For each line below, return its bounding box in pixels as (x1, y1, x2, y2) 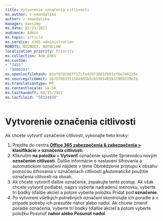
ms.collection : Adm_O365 (5, 53, 56, 58)
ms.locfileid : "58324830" (5, 95, 58, 100)
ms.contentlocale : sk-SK (5, 85, 56, 91)
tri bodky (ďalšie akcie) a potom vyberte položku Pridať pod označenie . (12, 189, 158, 196)
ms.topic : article (5, 35, 43, 40)
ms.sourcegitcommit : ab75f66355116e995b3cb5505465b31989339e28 (5, 76, 138, 81)
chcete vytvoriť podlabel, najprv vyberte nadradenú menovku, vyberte (12, 184, 156, 190)
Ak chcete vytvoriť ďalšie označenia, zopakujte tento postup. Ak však (12, 179, 154, 185)
